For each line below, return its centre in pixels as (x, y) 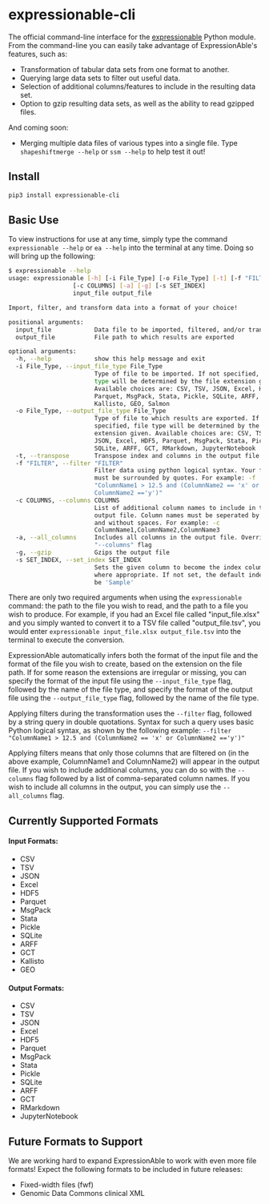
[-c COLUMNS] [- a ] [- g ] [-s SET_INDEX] (139, 286)
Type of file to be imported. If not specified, (177, 374)
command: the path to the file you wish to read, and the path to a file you (128, 606)
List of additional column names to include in (175, 508)
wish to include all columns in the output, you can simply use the (115, 787)
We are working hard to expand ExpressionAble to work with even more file (132, 1161)
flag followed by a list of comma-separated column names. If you (143, 779)
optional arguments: (43, 351)
